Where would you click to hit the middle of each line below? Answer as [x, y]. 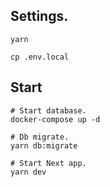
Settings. [39, 16]
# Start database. [48, 110]
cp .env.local [40, 57]
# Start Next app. [48, 163]
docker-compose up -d [55, 119]
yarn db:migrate [44, 145]
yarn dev [28, 172]
